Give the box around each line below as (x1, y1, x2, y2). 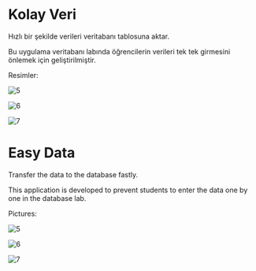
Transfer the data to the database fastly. (8, 169, 139, 179)
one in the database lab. (8, 193, 87, 202)
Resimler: (8, 70, 39, 80)
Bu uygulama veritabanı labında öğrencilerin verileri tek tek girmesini (8, 46, 231, 56)
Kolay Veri (8, 6, 77, 24)
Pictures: (8, 209, 37, 218)
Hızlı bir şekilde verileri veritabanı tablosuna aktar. (8, 32, 170, 41)
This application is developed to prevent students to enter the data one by (8, 185, 248, 195)
